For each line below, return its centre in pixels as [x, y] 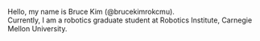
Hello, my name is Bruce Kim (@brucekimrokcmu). [91, 12]
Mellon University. [37, 29]
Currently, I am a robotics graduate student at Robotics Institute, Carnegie [130, 20]
